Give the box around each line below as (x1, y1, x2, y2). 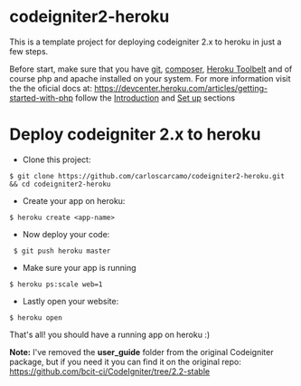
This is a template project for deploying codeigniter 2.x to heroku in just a (9, 36, 282, 47)
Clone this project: (22, 154, 91, 165)
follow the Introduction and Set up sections (75, 92, 236, 103)
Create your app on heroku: (22, 195, 126, 206)
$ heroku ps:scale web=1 (9, 279, 103, 289)
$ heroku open (9, 313, 63, 323)
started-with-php (9, 92, 74, 103)
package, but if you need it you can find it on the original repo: (9, 356, 241, 367)
